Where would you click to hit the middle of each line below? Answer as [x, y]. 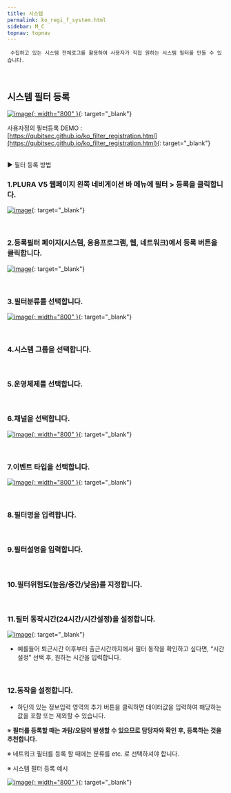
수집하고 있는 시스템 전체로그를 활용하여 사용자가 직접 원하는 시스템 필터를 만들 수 [112, 53]
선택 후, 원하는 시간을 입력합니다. [77, 657]
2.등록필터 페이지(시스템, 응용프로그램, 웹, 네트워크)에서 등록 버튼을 [112, 243]
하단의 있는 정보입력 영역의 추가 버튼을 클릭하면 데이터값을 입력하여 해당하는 [119, 707]
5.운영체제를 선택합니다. [45, 384]
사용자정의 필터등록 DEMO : [45, 128]
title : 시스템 [25, 13]
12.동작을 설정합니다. [40, 691]
